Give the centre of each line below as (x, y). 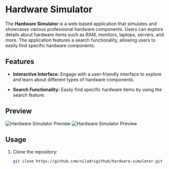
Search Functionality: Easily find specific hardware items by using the (87, 89)
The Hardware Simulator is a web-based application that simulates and (81, 24)
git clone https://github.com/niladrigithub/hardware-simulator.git (88, 161)
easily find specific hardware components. (50, 45)
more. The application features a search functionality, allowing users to (80, 40)
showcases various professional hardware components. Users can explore (84, 29)
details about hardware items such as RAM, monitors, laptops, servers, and (85, 34)
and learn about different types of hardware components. (73, 79)
